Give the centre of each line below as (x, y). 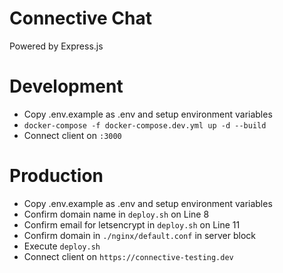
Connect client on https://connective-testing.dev (128, 256)
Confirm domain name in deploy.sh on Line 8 (116, 214)
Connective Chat (80, 18)
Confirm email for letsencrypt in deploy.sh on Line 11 (132, 224)
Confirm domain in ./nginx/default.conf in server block (140, 235)
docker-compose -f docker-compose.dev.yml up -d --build (145, 125)
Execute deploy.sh (62, 246)
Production (56, 176)
